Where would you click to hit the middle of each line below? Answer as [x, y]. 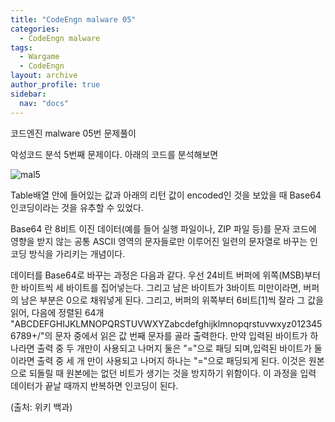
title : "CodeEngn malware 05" [73, 19]
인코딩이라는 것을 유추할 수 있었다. [77, 207]
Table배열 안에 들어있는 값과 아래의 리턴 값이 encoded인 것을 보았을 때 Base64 [166, 195]
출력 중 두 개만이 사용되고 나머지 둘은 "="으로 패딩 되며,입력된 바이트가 [174, 348]
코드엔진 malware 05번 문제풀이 [73, 133]
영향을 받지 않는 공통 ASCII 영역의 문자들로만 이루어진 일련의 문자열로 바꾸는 [159, 241]
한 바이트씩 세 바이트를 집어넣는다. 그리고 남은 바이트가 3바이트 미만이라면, [156, 287]
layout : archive [44, 76]
